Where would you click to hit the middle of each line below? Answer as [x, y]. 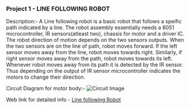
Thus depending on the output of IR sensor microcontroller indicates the [93, 71]
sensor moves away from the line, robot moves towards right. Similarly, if [94, 52]
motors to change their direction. [46, 77]
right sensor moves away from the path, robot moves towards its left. [89, 59]
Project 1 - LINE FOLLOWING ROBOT [58, 9]
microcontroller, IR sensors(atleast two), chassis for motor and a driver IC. [95, 34]
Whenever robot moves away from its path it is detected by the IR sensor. [95, 65]
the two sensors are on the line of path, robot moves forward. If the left [92, 46]
